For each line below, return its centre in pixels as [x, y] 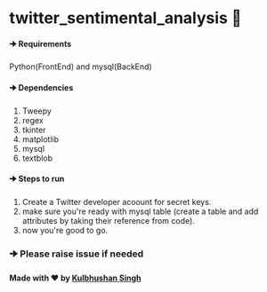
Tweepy [36, 111]
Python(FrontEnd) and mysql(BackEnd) [81, 67]
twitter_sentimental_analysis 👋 [125, 18]
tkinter [34, 130]
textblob [37, 158]
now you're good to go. [65, 230]
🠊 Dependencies [41, 87]
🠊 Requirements [40, 43]
